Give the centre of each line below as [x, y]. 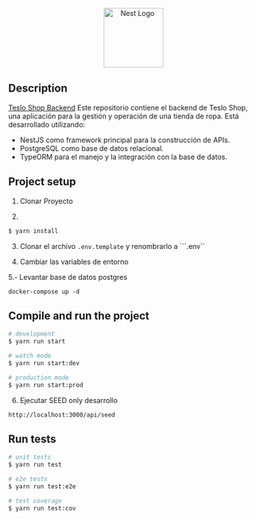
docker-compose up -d [44, 291]
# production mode [39, 378]
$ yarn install [33, 231]
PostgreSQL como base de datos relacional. [92, 148]
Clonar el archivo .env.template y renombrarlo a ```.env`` [112, 246]
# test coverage [35, 501]
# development [32, 334]
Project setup [43, 182]
